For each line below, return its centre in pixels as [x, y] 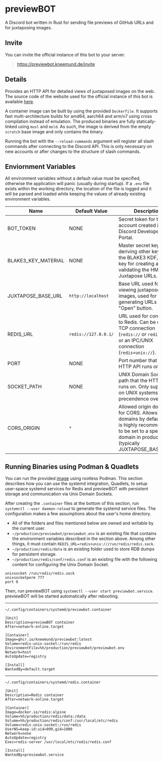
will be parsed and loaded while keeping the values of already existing [75, 194]
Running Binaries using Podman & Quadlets [72, 467]
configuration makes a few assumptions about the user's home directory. [78, 514]
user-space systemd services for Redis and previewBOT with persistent [77, 489]
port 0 [12, 582]
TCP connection [137, 328]
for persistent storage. [34, 554]
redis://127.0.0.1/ [91, 334]
